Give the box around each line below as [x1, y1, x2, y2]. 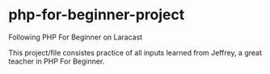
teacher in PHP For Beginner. [8, 56, 105, 66]
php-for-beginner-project [8, 6, 185, 24]
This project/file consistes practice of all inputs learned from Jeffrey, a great [8, 47, 263, 57]
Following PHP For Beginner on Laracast [8, 32, 143, 42]
